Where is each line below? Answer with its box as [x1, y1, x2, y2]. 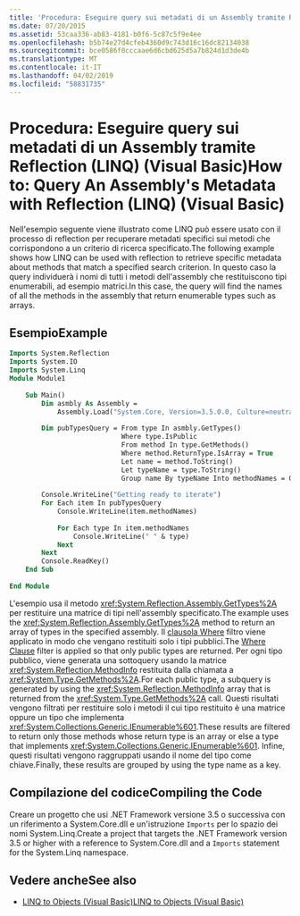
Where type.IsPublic [121, 433, 198, 441]
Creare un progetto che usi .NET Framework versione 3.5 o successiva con [9, 809, 286, 819]
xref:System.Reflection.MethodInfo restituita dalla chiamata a [9, 664, 234, 675]
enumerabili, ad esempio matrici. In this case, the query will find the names [9, 281, 283, 291]
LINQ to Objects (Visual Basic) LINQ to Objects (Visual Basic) [21, 896, 244, 907]
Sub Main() [25, 391, 66, 399]
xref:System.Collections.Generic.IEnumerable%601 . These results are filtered [9, 721, 291, 732]
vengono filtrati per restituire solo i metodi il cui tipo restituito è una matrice [9, 702, 286, 713]
